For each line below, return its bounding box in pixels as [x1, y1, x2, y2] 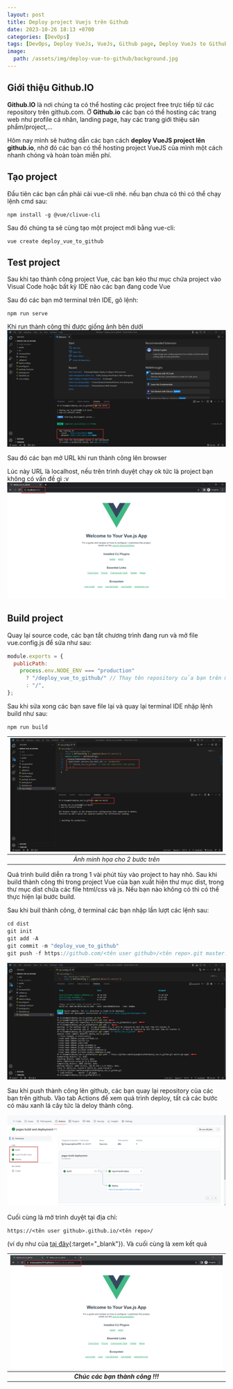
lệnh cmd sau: [7, 197, 48, 205]
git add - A [7, 935, 39, 942]
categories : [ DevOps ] [7, 33, 70, 40]
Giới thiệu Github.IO [7, 82, 94, 94]
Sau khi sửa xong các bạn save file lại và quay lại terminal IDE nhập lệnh [7, 701, 213, 710]
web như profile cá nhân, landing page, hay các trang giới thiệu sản [7, 115, 200, 123]
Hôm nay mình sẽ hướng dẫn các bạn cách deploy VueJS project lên [7, 136, 206, 144]
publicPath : [13, 660, 49, 667]
